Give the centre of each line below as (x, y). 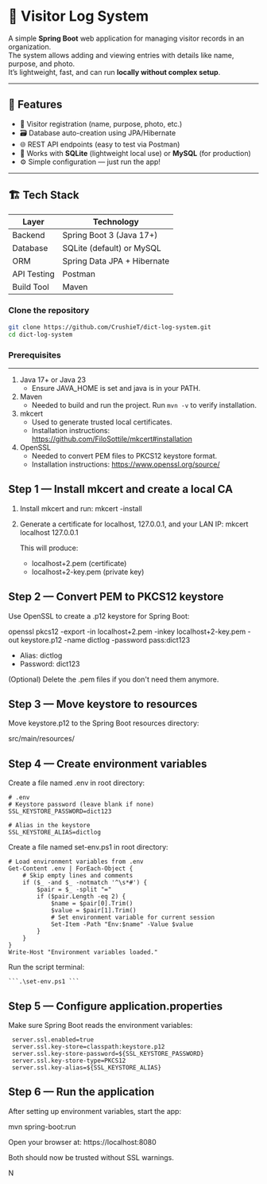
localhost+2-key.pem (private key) (88, 572)
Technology (116, 221)
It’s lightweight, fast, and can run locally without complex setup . (114, 72)
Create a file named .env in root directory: (77, 783)
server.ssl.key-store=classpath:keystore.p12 (88, 1046)
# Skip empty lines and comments (78, 876)
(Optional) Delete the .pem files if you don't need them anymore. (114, 679)
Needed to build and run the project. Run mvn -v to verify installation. (144, 404)
